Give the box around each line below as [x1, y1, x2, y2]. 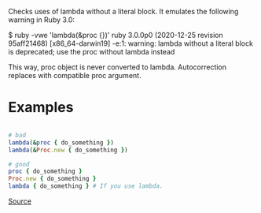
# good [8, 160, 30, 168]
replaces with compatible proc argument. [8, 71, 142, 80]
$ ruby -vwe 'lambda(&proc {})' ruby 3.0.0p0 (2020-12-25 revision [8, 31, 224, 39]
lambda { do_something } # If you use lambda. [8, 182, 164, 190]
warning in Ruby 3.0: [8, 15, 75, 24]
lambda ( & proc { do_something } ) [8, 138, 114, 147]
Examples [8, 99, 74, 117]
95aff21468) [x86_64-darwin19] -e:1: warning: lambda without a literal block [8, 39, 254, 48]
